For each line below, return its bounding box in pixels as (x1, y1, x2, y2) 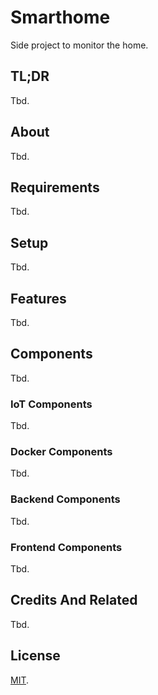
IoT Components (10, 397, 93, 411)
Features (10, 290, 67, 307)
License (10, 647, 61, 665)
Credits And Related (10, 592, 138, 609)
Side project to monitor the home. (10, 39, 149, 51)
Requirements (10, 179, 100, 196)
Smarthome (10, 6, 111, 29)
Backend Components (10, 492, 121, 506)
